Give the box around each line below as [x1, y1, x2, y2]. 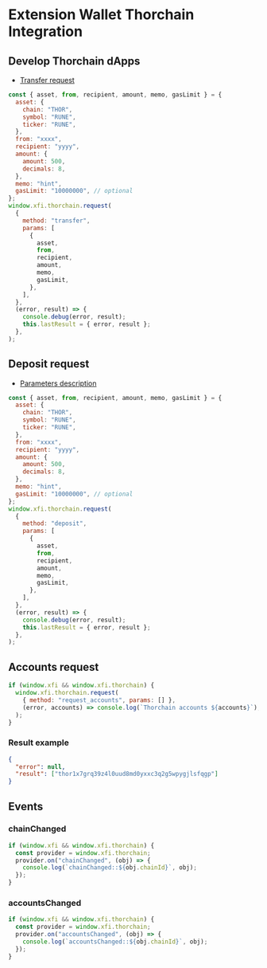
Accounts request [8, 660, 99, 674]
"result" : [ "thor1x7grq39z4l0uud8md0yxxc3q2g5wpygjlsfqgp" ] [15, 770, 219, 778]
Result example [8, 737, 69, 748]
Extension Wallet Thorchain [8, 6, 195, 24]
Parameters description [19, 378, 97, 388]
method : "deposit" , [22, 519, 87, 527]
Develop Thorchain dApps [8, 54, 141, 68]
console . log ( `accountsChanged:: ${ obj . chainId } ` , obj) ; [22, 938, 208, 946]
